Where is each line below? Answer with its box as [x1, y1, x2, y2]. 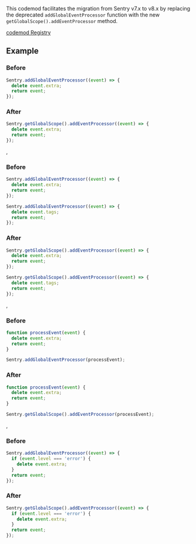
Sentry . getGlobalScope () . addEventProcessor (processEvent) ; [6, 412, 155, 418]
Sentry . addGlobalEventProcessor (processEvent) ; [6, 357, 126, 363]
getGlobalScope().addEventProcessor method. [6, 18, 118, 24]
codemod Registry [6, 29, 51, 36]
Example [6, 46, 39, 56]
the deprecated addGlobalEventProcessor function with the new [6, 11, 160, 18]
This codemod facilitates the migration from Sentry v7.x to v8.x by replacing [6, 5, 191, 12]
